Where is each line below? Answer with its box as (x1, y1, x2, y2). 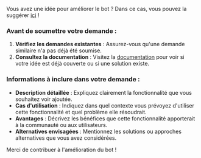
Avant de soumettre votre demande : (6, 27, 117, 35)
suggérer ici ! (6, 12, 40, 19)
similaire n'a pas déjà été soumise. (15, 47, 102, 54)
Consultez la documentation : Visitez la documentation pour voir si (15, 53, 185, 61)
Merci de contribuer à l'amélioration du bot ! (6, 146, 117, 153)
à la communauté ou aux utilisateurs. (15, 121, 108, 128)
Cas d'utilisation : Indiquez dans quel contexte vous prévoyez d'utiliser (15, 101, 195, 109)
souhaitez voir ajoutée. (15, 95, 72, 103)
